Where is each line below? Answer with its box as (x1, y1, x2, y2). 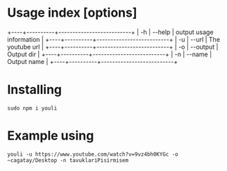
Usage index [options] (7, 5, 137, 21)
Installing (7, 82, 62, 98)
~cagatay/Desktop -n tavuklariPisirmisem (7, 156, 129, 164)
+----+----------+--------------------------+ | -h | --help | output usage (7, 28, 214, 36)
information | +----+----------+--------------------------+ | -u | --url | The (7, 35, 221, 43)
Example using (7, 128, 94, 144)
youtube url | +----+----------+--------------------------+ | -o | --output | (7, 42, 219, 51)
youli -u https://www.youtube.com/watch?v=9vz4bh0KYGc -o (7, 151, 178, 158)
